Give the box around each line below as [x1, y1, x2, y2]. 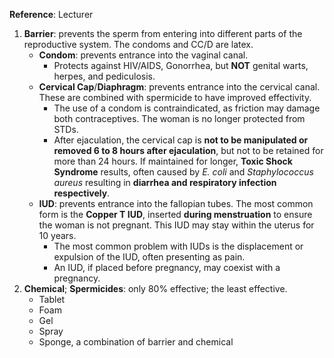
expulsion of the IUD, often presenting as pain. [53, 251, 246, 263]
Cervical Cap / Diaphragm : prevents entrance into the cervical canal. [38, 81, 321, 93]
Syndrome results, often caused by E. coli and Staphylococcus [53, 166, 314, 178]
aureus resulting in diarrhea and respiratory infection [53, 177, 277, 188]
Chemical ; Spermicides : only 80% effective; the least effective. [23, 283, 288, 294]
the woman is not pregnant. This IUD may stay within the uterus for [38, 219, 315, 231]
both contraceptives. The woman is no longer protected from [53, 113, 306, 124]
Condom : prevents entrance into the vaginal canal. [38, 49, 249, 61]
